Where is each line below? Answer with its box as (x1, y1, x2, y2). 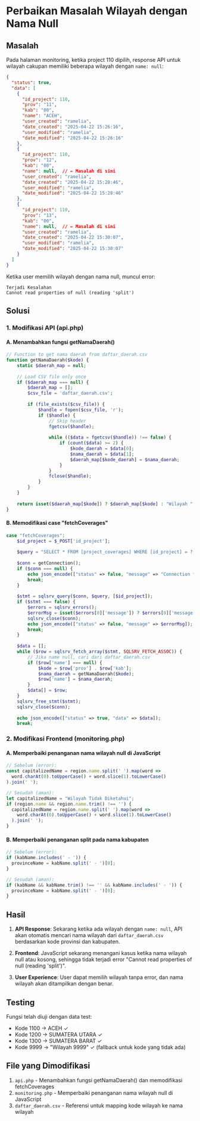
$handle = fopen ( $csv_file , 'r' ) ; (37, 406, 124, 413)
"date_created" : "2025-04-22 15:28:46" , (21, 179, 124, 185)
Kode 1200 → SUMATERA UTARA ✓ (14, 1031, 103, 1038)
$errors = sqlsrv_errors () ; (27, 605, 97, 610)
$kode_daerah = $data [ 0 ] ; (70, 446, 135, 452)
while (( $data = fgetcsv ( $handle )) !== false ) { (48, 434, 171, 441)
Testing (6, 997, 35, 1007)
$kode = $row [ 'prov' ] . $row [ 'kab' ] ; (37, 665, 132, 671)
